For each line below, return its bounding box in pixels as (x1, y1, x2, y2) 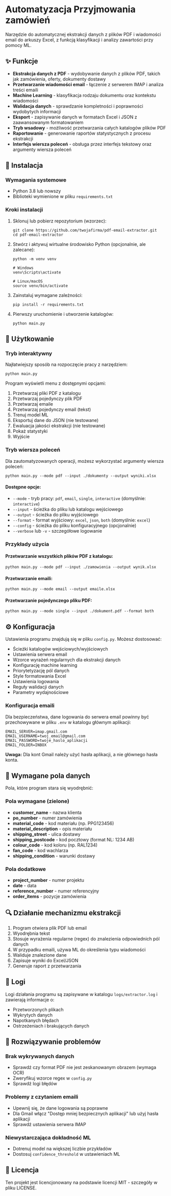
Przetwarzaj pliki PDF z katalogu (12, 390, 81, 396)
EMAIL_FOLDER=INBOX (5, 742, 47, 748)
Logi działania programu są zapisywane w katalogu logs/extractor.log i (5, 991, 158, 997)
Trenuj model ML (12, 412, 48, 418)
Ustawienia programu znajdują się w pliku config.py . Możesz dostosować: (5, 636, 162, 642)
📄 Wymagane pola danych (5, 771, 90, 780)
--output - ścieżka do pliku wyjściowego (12, 511, 99, 517)
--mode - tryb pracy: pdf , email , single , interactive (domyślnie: (12, 495, 146, 501)
